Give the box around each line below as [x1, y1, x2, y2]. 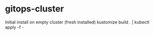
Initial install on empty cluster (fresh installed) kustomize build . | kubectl [5, 19, 150, 25]
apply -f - [5, 24, 24, 30]
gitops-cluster [5, 3, 64, 14]
